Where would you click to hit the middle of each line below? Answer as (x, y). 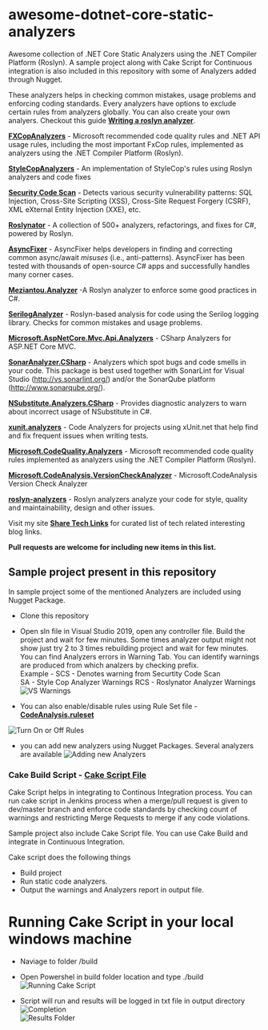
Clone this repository (54, 615)
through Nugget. (36, 79)
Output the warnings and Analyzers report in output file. (112, 890)
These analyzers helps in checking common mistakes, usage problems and (132, 94)
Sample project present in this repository (112, 573)
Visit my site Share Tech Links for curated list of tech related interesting (127, 523)
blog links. (25, 531)
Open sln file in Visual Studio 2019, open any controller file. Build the (132, 631)
